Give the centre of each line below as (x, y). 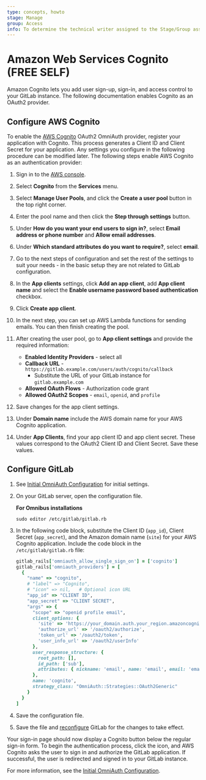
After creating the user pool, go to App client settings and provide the (104, 339)
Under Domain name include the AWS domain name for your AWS (99, 418)
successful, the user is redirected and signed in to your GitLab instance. (97, 759)
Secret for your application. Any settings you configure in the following (96, 150)
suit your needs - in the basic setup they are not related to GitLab (98, 265)
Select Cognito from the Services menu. (67, 186)
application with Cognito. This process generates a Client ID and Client (96, 143)
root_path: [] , (57, 658)
